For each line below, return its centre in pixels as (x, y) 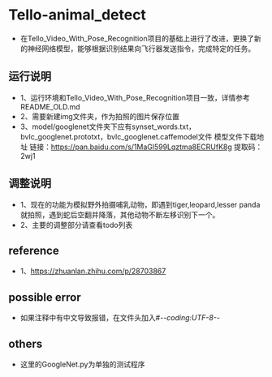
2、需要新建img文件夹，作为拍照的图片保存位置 (100, 116)
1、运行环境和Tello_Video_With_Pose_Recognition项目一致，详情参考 (135, 97)
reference (34, 250)
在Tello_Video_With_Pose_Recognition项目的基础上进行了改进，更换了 (137, 38)
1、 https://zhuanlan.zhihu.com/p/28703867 (93, 271)
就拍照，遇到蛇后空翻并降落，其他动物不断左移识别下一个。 (120, 214)
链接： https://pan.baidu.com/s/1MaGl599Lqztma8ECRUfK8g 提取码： (146, 147)
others (26, 343)
